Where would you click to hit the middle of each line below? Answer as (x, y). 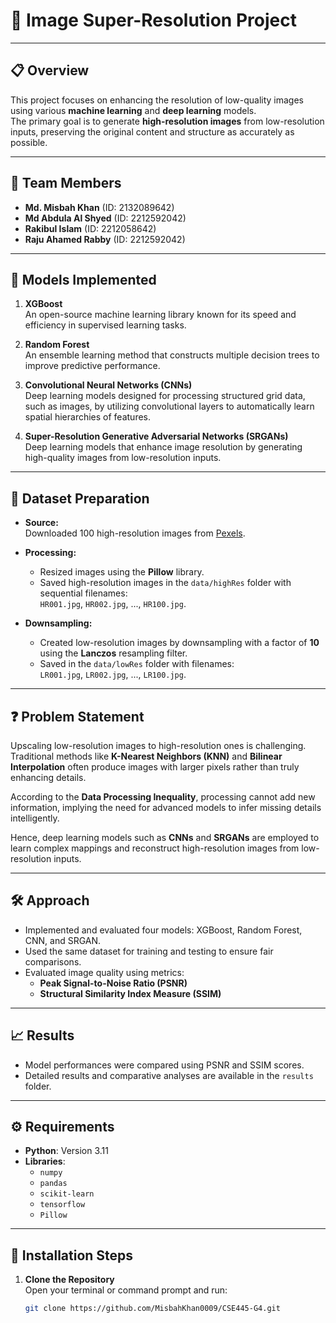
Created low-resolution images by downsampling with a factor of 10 (179, 643)
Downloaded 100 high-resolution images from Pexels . (135, 533)
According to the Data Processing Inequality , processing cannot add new (163, 797)
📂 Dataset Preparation (80, 498)
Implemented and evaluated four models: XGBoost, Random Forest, (163, 930)
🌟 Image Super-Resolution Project (153, 20)
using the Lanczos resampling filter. (113, 653)
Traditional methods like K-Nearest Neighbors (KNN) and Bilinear (146, 756)
